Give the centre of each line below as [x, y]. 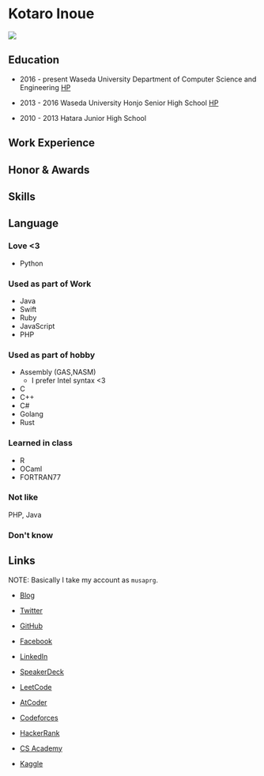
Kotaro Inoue [51, 14]
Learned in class [40, 443]
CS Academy [41, 748]
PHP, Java [25, 514]
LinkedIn [34, 656]
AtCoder [33, 702]
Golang [31, 414]
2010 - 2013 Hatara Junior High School [83, 118]
